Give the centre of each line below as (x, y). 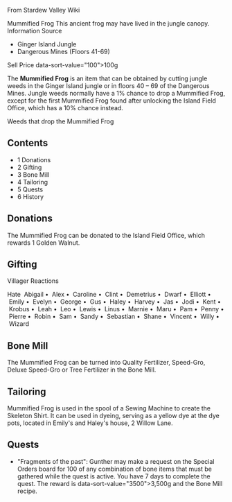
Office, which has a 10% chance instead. (65, 108)
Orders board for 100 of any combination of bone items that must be (115, 469)
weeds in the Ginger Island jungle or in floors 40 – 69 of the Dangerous (108, 86)
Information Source (35, 31)
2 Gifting (29, 167)
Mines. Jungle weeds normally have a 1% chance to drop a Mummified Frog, (116, 93)
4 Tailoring (33, 182)
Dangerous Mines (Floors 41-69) (64, 52)
